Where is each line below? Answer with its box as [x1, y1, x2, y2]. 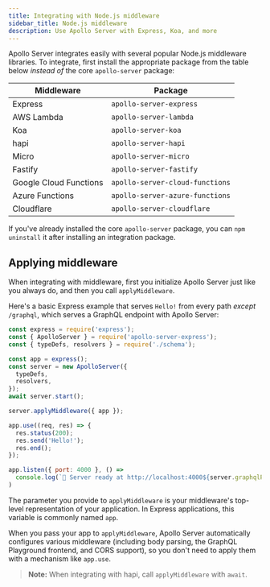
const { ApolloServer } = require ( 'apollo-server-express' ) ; [8, 333, 218, 341]
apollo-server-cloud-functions [111, 178, 231, 188]
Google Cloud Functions [12, 177, 104, 188]
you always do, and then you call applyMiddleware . [8, 286, 175, 296]
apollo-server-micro [111, 152, 190, 161]
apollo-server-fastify [111, 165, 198, 174]
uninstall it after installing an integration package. [8, 233, 176, 242]
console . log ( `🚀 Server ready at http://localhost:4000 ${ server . [15, 473, 235, 482]
